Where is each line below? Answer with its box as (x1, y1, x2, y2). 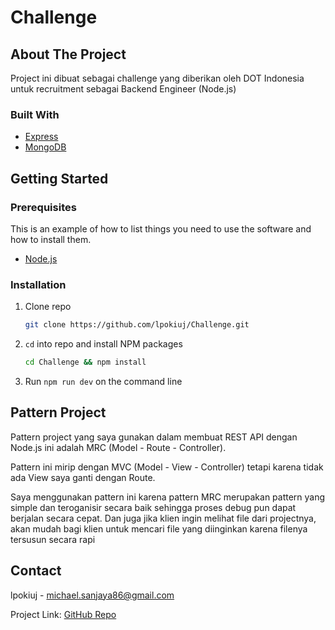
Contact (10, 562, 62, 580)
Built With (10, 107, 60, 121)
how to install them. (10, 233, 92, 245)
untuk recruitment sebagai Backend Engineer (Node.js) (10, 83, 237, 95)
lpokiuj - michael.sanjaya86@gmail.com (10, 589, 175, 601)
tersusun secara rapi (10, 533, 96, 545)
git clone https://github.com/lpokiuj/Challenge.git (24, 320, 250, 330)
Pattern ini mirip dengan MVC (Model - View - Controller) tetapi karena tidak (10, 461, 324, 473)
